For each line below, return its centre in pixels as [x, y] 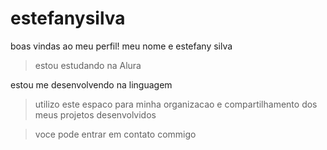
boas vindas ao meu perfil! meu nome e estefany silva [121, 46]
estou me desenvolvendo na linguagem [91, 84]
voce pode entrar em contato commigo [115, 134]
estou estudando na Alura [88, 65]
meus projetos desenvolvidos [95, 114]
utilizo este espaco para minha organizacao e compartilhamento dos [176, 104]
